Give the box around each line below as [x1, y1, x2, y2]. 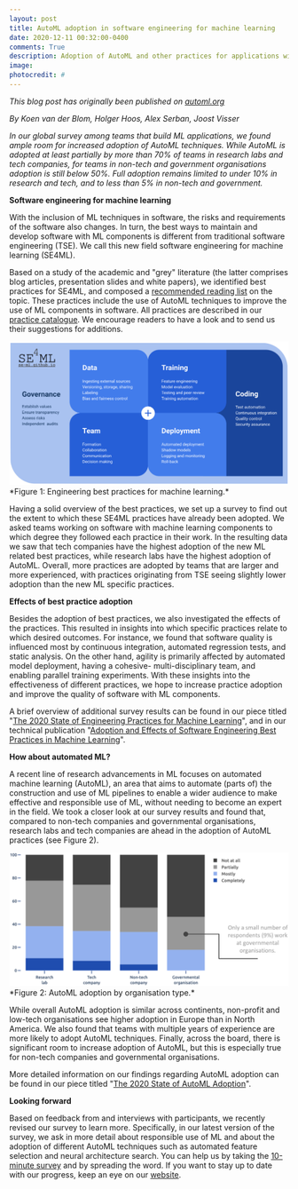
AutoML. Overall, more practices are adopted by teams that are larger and [9, 560, 279, 571]
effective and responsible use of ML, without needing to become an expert [9, 797, 282, 808]
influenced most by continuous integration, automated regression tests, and [9, 642, 286, 653]
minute [9, 1160, 35, 1170]
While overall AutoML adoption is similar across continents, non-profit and [9, 1004, 280, 1015]
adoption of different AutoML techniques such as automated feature [9, 1141, 258, 1152]
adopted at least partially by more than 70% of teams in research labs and [9, 149, 284, 160]
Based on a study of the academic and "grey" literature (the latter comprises [9, 266, 288, 277]
